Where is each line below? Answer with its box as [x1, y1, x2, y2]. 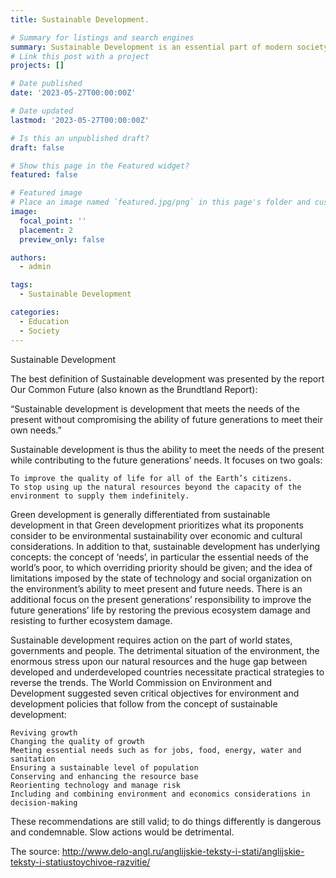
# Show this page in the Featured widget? [10, 161, 190, 171]
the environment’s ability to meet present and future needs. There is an [10, 582, 303, 595]
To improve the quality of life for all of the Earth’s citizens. [10, 473, 293, 483]
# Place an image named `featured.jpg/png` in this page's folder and [10, 197, 311, 208]
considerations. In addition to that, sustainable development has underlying [10, 540, 321, 552]
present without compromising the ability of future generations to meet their [10, 413, 323, 425]
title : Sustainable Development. [10, 14, 150, 25]
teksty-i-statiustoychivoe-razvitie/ [10, 856, 151, 868]
